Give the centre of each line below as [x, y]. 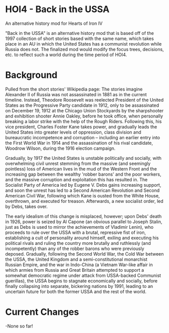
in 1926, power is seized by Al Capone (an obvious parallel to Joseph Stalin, [84, 222]
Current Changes [42, 312]
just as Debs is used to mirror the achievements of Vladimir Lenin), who [79, 227]
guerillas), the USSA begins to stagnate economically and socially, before [81, 281]
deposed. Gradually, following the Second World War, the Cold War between [84, 254]
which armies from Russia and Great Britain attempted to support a [75, 270]
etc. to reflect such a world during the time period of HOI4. [66, 55]
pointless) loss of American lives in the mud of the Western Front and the [81, 169]
